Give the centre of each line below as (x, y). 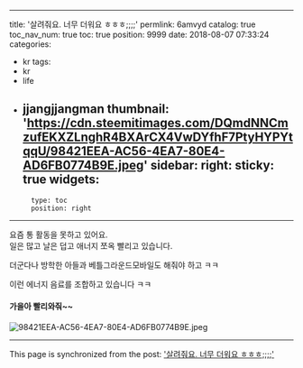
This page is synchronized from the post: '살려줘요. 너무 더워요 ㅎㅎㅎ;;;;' (142, 354)
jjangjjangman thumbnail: (96, 109)
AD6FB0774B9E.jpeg (83, 166)
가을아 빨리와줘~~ (41, 307)
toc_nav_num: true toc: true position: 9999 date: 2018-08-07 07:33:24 (139, 34)
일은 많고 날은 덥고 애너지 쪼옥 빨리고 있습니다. (91, 245)
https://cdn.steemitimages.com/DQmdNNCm (157, 123)
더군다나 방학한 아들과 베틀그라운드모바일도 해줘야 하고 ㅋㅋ (114, 265)
